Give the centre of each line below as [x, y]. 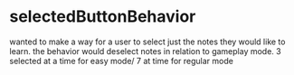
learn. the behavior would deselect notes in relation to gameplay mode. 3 [146, 51]
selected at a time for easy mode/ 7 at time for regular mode [121, 61]
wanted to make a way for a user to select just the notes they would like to [147, 42]
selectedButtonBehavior [103, 17]
